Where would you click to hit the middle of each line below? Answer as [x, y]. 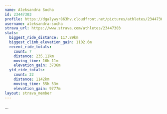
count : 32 [24, 75]
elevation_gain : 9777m [37, 88]
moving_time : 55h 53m [36, 84]
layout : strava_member [28, 93]
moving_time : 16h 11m [36, 61]
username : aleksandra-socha [34, 24]
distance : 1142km [32, 79]
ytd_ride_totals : [27, 70]
